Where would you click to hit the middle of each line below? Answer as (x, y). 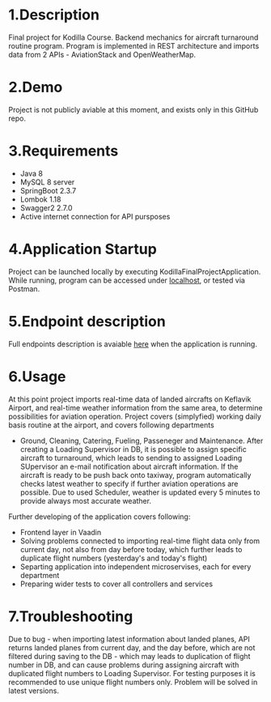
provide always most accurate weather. (86, 500)
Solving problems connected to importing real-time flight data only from (140, 541)
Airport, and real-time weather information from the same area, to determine (135, 407)
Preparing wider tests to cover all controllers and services (116, 584)
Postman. (24, 288)
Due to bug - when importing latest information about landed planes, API (129, 639)
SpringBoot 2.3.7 (48, 190)
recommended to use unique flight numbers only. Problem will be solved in (133, 682)
